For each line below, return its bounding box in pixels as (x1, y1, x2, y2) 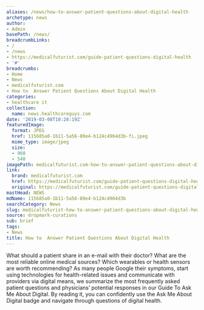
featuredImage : (6, 122, 45, 128)
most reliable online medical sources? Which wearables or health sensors (6, 258, 191, 265)
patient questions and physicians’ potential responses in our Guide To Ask (6, 284, 192, 291)
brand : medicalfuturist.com (12, 173, 83, 179)
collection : (6, 105, 36, 111)
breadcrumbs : (6, 65, 39, 72)
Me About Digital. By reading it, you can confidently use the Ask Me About (6, 290, 192, 298)
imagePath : (6, 162, 34, 168)
